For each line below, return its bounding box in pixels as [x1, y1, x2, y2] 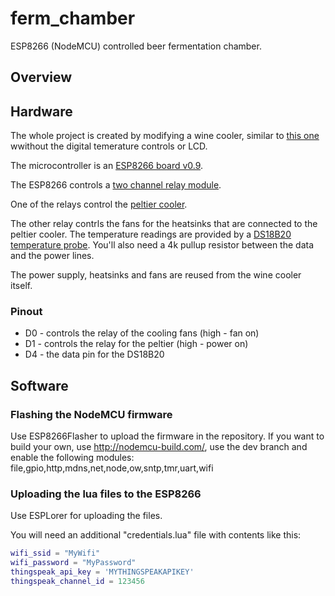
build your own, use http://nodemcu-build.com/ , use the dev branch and [10, 441, 308, 453]
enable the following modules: [10, 452, 135, 464]
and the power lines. [10, 250, 95, 262]
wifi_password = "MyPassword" [10, 558, 137, 568]
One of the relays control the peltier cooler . [10, 198, 188, 211]
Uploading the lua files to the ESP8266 [10, 487, 202, 501]
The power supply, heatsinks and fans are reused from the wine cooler [10, 269, 302, 281]
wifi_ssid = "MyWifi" [10, 548, 101, 559]
